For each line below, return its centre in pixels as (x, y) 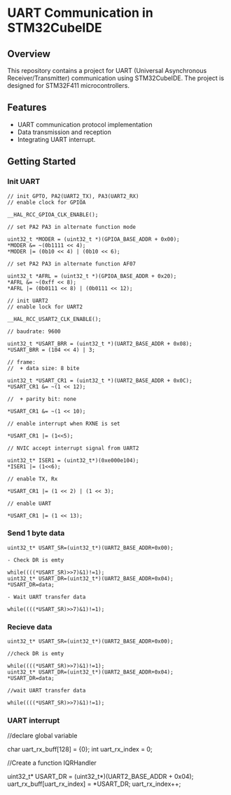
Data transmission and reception (64, 132)
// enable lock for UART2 (45, 307)
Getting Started (42, 162)
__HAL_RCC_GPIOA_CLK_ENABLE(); (53, 215)
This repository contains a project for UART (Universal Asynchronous (107, 71)
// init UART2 (28, 301)
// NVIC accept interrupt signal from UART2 (73, 448)
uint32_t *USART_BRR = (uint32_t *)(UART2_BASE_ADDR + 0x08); (100, 343)
